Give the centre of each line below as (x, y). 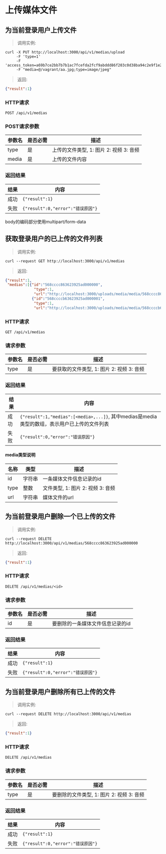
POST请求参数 (22, 126)
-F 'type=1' (28, 57)
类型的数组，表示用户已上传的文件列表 (64, 424)
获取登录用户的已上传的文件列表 (54, 239)
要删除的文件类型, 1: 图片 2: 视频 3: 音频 (98, 794)
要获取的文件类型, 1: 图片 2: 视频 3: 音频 (98, 369)
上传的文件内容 (70, 159)
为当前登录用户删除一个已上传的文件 (60, 517)
